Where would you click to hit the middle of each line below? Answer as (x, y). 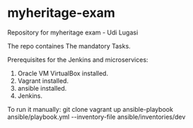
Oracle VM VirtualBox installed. (63, 73)
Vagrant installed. (43, 81)
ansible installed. (42, 88)
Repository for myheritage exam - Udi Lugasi (73, 32)
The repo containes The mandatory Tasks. (69, 46)
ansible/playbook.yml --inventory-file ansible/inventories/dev (96, 117)
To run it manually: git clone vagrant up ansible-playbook (90, 109)
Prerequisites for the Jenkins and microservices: (78, 59)
